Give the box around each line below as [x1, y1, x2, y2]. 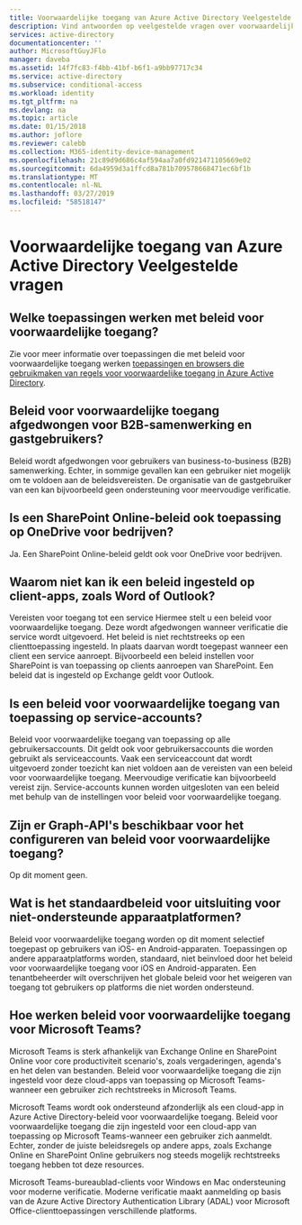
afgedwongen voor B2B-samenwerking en [9, 417, 253, 433]
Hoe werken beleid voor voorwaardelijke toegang [9, 1008, 291, 1023]
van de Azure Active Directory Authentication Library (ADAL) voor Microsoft [9, 1195, 290, 1206]
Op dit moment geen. [9, 869, 88, 880]
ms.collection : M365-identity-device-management [9, 147, 195, 156]
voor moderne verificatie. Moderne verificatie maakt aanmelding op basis [9, 1186, 281, 1197]
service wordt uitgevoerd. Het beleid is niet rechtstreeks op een [9, 632, 245, 643]
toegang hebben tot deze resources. [9, 1159, 145, 1170]
